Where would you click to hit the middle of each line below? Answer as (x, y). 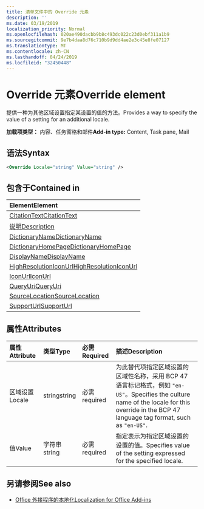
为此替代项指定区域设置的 (152, 367)
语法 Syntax (28, 153)
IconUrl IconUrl (30, 276)
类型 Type (57, 351)
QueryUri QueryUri (36, 286)
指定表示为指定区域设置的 (152, 436)
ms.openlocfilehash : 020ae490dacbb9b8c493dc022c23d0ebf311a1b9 (88, 35)
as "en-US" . (131, 425)
